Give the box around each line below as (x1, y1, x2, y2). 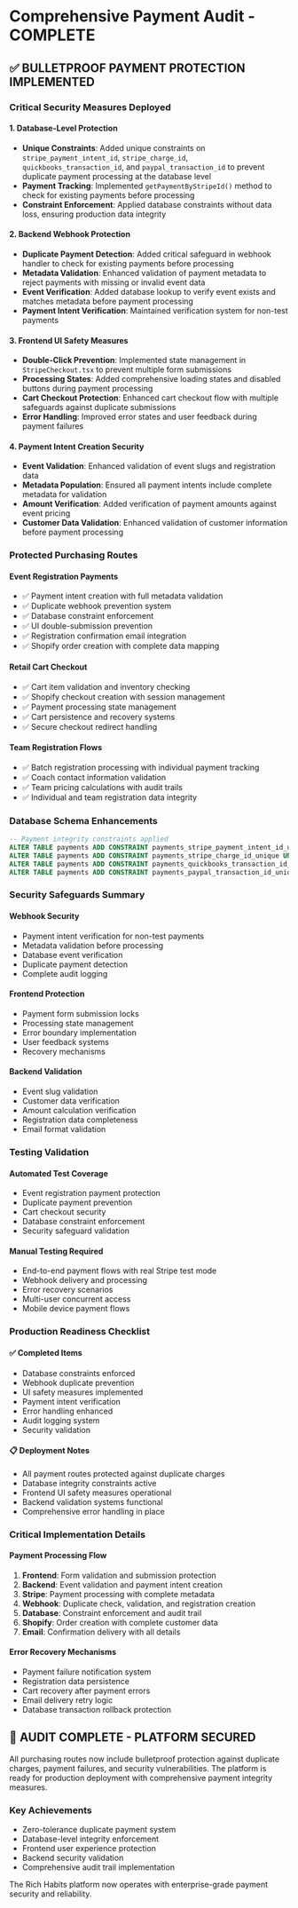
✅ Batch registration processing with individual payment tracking (21, 762, 260, 772)
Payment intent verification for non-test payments (21, 930, 205, 941)
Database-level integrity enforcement (21, 1833, 160, 1844)
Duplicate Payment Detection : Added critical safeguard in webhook (21, 249, 272, 259)
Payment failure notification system (21, 1667, 152, 1677)
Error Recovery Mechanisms (9, 1647, 117, 1658)
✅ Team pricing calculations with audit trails (21, 781, 184, 792)
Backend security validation (21, 1853, 124, 1864)
